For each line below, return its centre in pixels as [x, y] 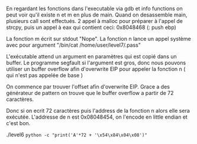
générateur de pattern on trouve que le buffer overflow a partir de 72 [90, 93]
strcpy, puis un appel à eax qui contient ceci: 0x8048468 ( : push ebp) [91, 27]
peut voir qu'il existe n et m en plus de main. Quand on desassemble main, [97, 15]
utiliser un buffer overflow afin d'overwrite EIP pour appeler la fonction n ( [96, 69]
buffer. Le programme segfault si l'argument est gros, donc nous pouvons [96, 63]
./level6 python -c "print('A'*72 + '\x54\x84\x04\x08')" [77, 135]
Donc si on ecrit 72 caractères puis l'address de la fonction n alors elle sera [98, 111]
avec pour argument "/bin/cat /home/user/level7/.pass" [73, 45]
